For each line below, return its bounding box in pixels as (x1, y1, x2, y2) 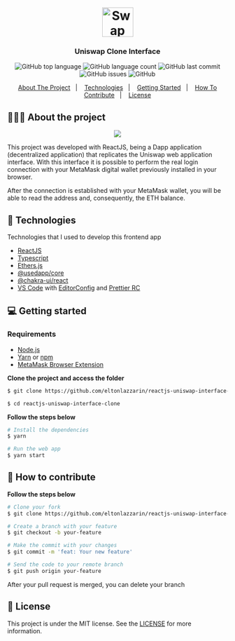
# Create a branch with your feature (7, 522, 117, 529)
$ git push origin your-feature (7, 567, 101, 574)
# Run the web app (7, 445, 61, 452)
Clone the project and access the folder (7, 374, 124, 382)
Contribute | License (83, 91, 152, 100)
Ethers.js (17, 262, 43, 270)
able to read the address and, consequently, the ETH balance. (7, 194, 185, 203)
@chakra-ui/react (17, 276, 69, 285)
